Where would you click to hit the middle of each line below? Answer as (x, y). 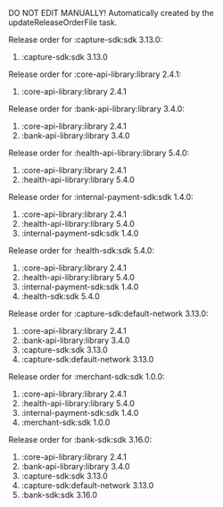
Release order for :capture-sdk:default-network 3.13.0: (108, 313)
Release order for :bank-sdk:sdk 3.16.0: (80, 440)
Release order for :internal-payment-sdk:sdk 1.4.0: (101, 197)
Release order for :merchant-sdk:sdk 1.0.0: (87, 377)
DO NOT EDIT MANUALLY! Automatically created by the (111, 13)
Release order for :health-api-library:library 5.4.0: (99, 153)
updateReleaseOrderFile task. (63, 22)
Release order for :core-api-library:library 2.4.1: (95, 74)
